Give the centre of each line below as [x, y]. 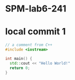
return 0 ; [20, 68]
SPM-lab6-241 [36, 9]
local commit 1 [35, 32]
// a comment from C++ [29, 45]
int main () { [19, 58]
